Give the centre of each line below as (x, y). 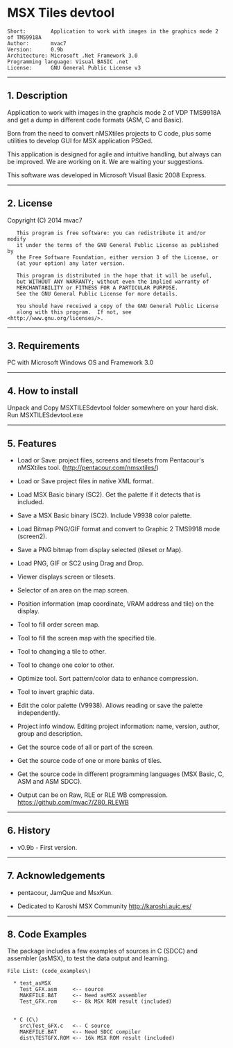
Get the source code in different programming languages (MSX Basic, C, (121, 774)
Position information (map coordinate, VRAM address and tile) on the (115, 604)
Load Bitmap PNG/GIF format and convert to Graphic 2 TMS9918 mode (119, 529)
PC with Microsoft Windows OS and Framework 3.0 (80, 362)
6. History (29, 831)
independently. (38, 713)
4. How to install (43, 391)
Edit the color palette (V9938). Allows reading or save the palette (110, 705)
